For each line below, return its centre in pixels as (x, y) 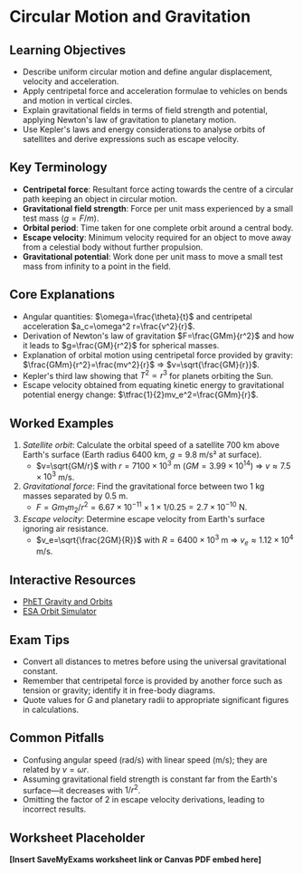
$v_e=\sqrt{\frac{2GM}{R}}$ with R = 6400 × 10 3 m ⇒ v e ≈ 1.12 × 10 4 (165, 540)
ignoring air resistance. (65, 528)
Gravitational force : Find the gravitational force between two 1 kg (143, 487)
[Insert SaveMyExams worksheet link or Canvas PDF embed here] (136, 860)
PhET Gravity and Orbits (67, 602)
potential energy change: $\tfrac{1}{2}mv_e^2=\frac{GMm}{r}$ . (141, 394)
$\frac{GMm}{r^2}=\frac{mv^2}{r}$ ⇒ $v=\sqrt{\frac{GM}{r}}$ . (141, 365)
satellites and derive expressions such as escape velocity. (131, 139)
